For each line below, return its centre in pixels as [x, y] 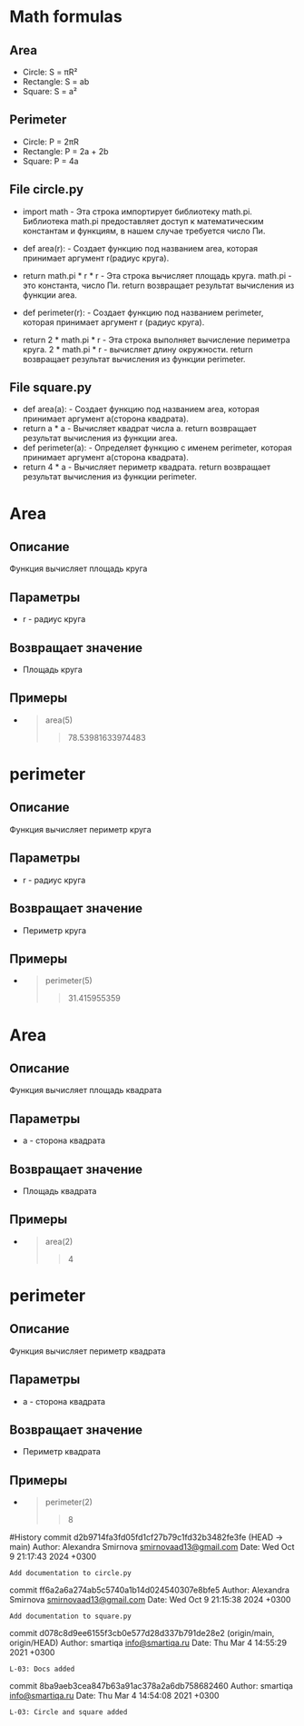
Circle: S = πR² [50, 72]
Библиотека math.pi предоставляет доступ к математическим [143, 221]
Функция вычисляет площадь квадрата [86, 1090]
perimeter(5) [69, 981]
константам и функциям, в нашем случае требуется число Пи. [144, 231]
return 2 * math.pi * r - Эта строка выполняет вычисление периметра [156, 340]
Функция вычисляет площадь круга [78, 568]
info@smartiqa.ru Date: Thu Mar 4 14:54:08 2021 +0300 [114, 1696]
